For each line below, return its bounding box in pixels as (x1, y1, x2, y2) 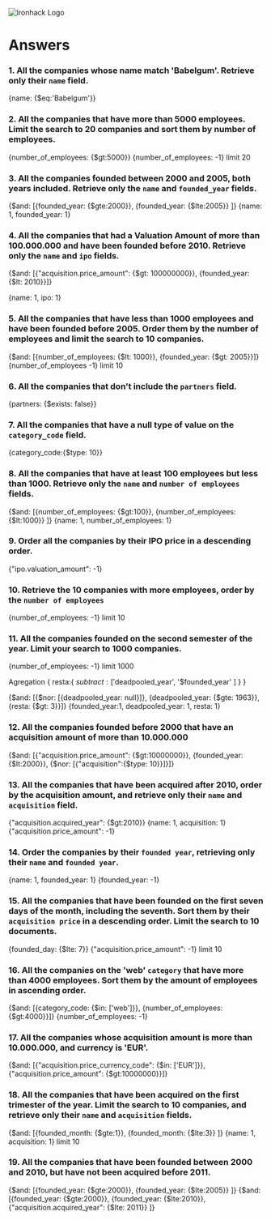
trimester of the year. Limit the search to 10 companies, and (8, 1099, 247, 1111)
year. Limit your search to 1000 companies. (8, 643, 182, 655)
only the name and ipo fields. (8, 250, 120, 261)
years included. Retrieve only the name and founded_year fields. (8, 182, 257, 194)
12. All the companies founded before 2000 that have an (8, 722, 234, 733)
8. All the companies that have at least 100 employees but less (8, 468, 259, 480)
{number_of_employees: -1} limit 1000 (8, 661, 134, 672)
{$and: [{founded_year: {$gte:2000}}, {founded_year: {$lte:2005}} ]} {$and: (8, 1185, 261, 1195)
